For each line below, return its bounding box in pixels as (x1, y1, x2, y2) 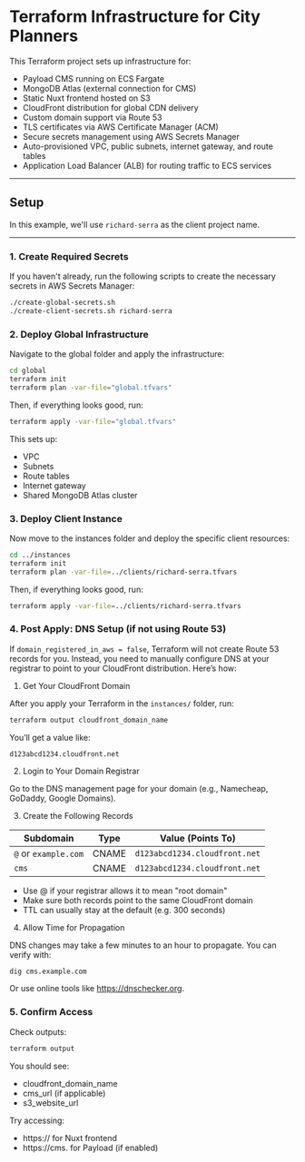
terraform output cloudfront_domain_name (9, 715, 169, 724)
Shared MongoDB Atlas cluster (22, 489, 138, 500)
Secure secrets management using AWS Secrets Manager (22, 131, 241, 142)
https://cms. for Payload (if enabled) (22, 1142, 159, 1153)
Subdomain (23, 832, 74, 844)
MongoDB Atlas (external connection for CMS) (22, 83, 197, 94)
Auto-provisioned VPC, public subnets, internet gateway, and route (22, 141, 274, 152)
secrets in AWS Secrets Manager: (9, 281, 135, 291)
